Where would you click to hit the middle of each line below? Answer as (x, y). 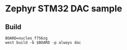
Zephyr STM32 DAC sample (64, 9)
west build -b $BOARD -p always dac (43, 43)
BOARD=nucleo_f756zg (27, 38)
